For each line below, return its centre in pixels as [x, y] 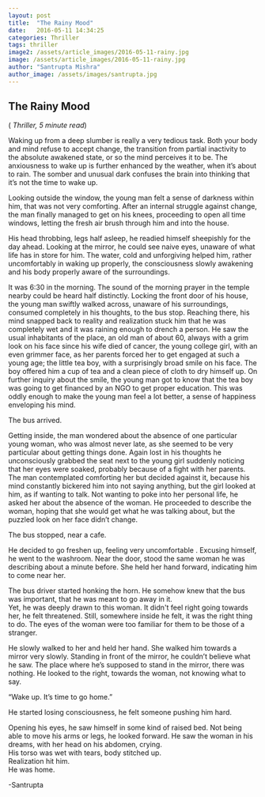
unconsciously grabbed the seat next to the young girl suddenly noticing [127, 461]
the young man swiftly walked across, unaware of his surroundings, [118, 304]
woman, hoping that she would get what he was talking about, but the [122, 512]
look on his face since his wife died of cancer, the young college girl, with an [133, 346]
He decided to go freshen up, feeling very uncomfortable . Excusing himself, [132, 550]
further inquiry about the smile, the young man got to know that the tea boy [131, 380]
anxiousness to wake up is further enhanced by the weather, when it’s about [132, 166]
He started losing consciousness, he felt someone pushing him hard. [120, 712]
